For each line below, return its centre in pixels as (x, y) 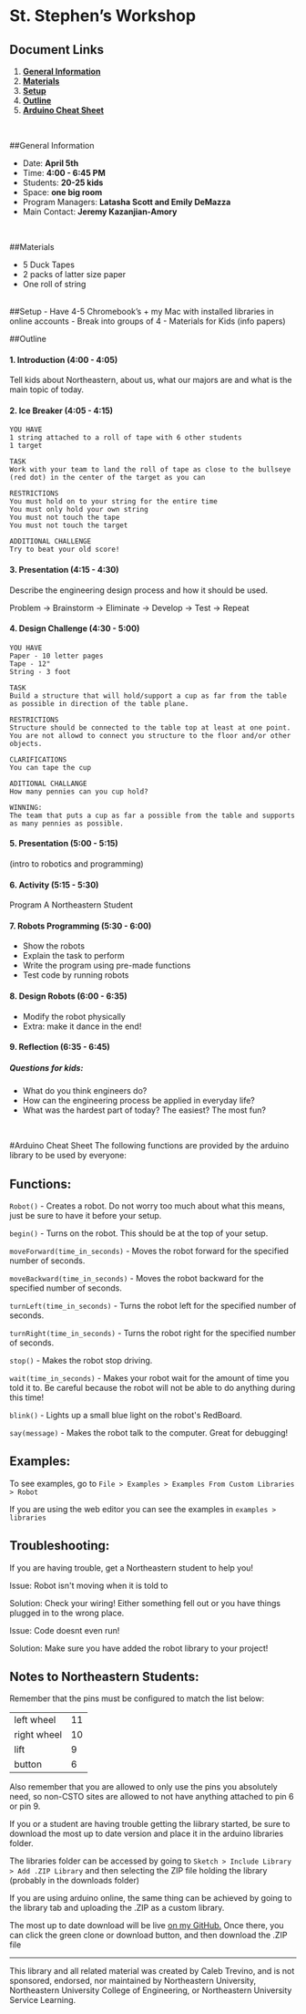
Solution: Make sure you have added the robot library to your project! (139, 1648)
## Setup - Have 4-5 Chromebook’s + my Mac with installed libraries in (142, 311)
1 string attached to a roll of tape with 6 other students (126, 438)
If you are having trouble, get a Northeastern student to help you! (131, 1568)
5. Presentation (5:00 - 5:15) (64, 844)
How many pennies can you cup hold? (79, 791)
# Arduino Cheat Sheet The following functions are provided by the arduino (149, 1146)
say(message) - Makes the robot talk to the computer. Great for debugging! (149, 1433)
